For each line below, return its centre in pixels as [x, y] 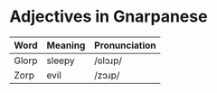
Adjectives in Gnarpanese [108, 17]
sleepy [61, 60]
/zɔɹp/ [107, 75]
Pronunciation [125, 45]
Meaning [66, 45]
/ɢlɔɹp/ [108, 60]
